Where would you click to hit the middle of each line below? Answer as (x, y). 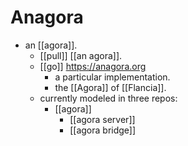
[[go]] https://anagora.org (93, 66)
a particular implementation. (112, 77)
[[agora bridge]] (103, 130)
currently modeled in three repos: (108, 98)
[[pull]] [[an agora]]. (81, 55)
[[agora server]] (102, 119)
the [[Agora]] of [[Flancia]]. (110, 87)
